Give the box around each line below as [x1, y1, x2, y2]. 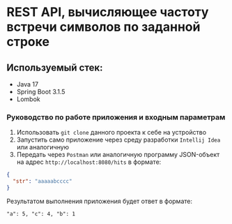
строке [6, 34, 50, 50]
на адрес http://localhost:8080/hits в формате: [16, 158, 162, 166]
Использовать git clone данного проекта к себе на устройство [16, 128, 207, 137]
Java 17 [16, 80, 39, 88]
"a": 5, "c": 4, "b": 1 [6, 210, 76, 217]
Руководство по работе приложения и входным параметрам [6, 112, 226, 122]
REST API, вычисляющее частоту [6, 4, 209, 20]
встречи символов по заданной [6, 19, 201, 35]
